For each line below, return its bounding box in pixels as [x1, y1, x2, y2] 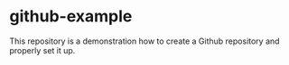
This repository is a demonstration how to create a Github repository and [9, 36, 280, 46]
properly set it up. [9, 45, 76, 55]
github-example [9, 6, 133, 27]
